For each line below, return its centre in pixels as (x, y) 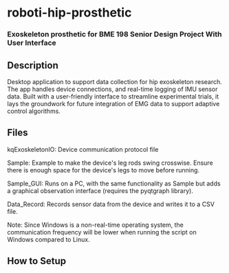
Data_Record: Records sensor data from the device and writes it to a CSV (111, 204)
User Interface (32, 43)
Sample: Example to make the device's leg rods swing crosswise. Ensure (110, 163)
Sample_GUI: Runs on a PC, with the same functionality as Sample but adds (114, 183)
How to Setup (37, 261)
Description (33, 65)
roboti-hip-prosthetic (69, 13)
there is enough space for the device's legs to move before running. (103, 170)
